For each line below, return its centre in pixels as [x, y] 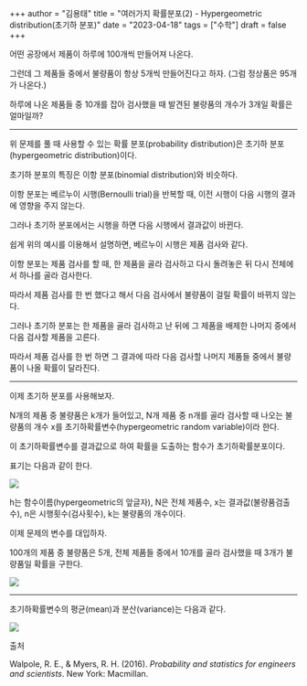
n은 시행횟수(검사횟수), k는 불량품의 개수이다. [105, 514]
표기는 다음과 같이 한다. [51, 466]
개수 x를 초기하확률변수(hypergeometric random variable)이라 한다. [157, 427]
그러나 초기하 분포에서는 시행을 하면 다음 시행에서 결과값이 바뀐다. [127, 225]
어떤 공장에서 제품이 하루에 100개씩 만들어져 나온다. [101, 54]
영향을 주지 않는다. [52, 205]
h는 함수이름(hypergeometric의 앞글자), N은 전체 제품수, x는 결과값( [132, 502]
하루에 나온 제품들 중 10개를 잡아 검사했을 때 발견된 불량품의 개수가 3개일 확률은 [151, 104]
